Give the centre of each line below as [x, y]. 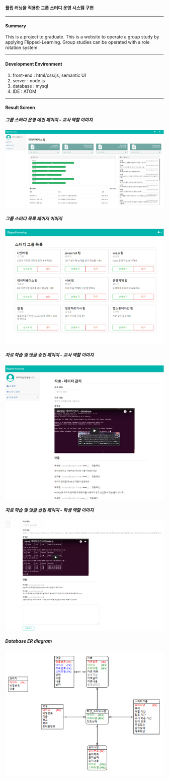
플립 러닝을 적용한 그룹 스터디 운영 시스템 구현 [50, 8]
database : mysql [30, 86]
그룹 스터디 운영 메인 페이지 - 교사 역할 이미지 [49, 120]
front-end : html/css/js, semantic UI [49, 75]
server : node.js [29, 80]
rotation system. [22, 47]
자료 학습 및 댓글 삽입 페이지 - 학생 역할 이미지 [50, 510]
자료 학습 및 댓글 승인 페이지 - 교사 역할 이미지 [50, 355]
